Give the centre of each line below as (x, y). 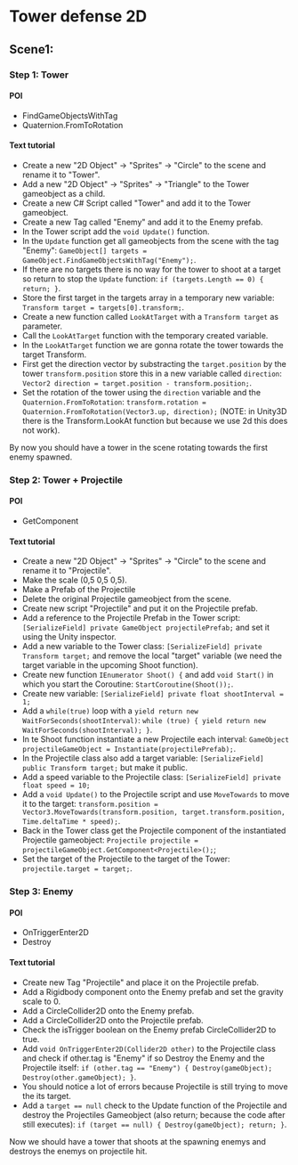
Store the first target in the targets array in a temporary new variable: (148, 297)
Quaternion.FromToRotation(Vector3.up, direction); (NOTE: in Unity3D (154, 411)
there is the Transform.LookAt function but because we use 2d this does (155, 420)
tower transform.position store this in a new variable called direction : (152, 373)
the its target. (46, 1096)
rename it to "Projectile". (67, 571)
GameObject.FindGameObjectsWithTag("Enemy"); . (109, 259)
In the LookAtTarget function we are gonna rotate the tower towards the (153, 345)
